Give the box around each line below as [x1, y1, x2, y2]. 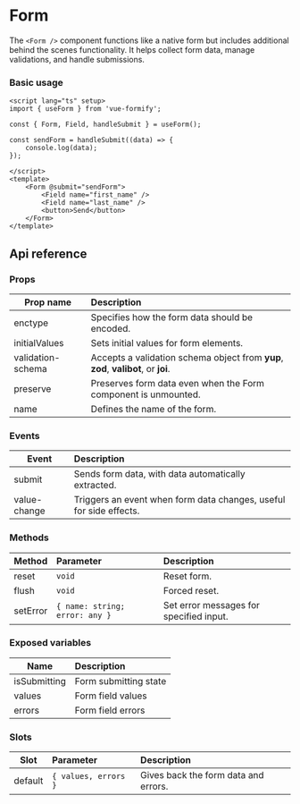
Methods [9, 531, 49, 544]
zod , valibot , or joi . [90, 362, 171, 375]
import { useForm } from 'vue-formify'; [9, 105, 162, 114]
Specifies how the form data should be [90, 310, 253, 323]
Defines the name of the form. [90, 402, 217, 415]
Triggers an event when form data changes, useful [73, 494, 286, 506]
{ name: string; [56, 601, 126, 611]
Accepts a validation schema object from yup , [90, 351, 284, 363]
